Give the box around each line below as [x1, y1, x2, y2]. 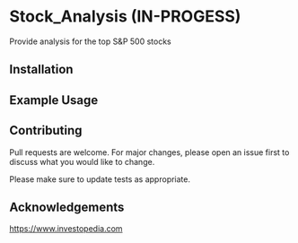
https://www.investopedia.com [9, 223, 123, 234]
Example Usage [9, 92, 99, 108]
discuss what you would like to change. [9, 156, 155, 167]
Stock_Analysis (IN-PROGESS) [9, 6, 241, 27]
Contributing [9, 123, 83, 138]
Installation [9, 62, 74, 77]
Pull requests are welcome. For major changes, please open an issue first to [9, 146, 290, 158]
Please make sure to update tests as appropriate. [9, 173, 191, 185]
